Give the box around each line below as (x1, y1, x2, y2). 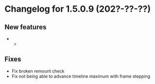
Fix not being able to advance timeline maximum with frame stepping (11, 73, 151, 79)
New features (4, 23, 47, 31)
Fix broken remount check (11, 68, 64, 74)
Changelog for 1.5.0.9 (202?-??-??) (4, 3, 151, 15)
